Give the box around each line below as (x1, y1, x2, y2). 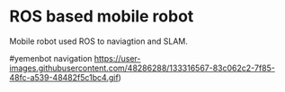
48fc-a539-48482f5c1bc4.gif (9, 71, 119, 82)
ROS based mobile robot (9, 6, 194, 27)
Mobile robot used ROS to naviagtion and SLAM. (9, 36, 189, 46)
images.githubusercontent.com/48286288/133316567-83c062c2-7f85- (9, 63, 276, 73)
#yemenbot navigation (9, 53, 93, 63)
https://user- (94, 53, 141, 63)
